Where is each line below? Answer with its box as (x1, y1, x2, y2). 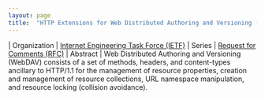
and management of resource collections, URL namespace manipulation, (8, 74, 244, 83)
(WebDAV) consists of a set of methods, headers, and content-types (8, 57, 231, 67)
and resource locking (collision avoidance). (8, 82, 148, 91)
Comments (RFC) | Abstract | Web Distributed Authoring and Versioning (8, 49, 241, 58)
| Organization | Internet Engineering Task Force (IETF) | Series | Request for (8, 40, 256, 50)
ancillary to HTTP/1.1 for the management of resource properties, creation (8, 65, 247, 75)
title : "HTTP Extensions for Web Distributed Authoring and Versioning (8, 19, 252, 27)
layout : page (8, 11, 51, 20)
